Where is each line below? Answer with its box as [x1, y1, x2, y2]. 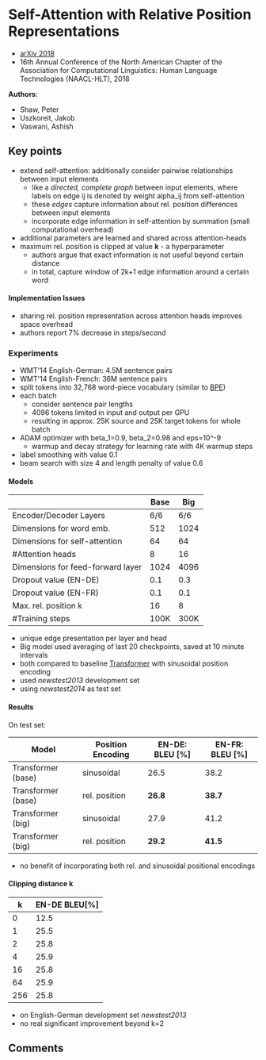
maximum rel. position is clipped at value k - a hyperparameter [19, 241, 225, 251]
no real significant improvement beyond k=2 [19, 1018, 165, 1028]
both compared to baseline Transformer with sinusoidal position [19, 659, 229, 668]
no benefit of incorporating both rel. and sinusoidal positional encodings [19, 861, 256, 870]
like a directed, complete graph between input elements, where [31, 182, 238, 192]
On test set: [8, 720, 46, 729]
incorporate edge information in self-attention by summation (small [31, 216, 251, 225]
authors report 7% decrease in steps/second [19, 328, 166, 337]
